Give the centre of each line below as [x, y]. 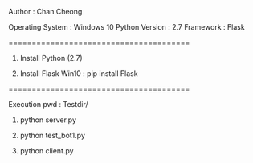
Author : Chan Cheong [45, 12]
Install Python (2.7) [51, 58]
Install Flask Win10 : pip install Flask [79, 74]
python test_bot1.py [53, 135]
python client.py [47, 151]
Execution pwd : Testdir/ [48, 104]
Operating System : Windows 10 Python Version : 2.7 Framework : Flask [126, 27]
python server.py [48, 120]
